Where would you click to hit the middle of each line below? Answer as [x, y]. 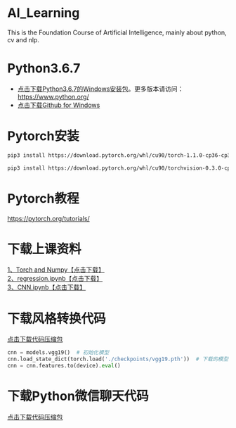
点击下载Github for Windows [59, 105]
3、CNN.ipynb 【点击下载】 [47, 287]
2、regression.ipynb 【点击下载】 [55, 279]
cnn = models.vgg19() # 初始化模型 [58, 353]
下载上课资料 [45, 249]
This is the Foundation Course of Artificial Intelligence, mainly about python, [117, 32]
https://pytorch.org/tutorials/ [48, 218]
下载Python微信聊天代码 [78, 396]
